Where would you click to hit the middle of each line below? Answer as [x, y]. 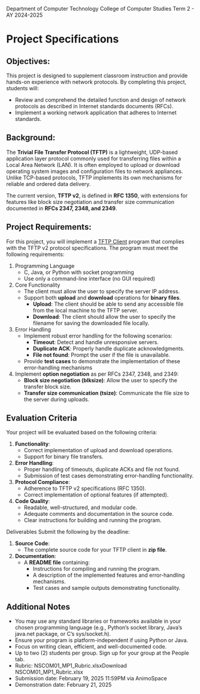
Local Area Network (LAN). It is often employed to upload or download [93, 165]
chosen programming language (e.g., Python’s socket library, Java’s [99, 628]
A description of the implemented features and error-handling [109, 575]
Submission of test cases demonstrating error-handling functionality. [109, 476]
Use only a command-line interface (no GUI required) [90, 278]
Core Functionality [37, 285]
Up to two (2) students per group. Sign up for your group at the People [102, 653]
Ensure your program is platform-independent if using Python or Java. [101, 640]
